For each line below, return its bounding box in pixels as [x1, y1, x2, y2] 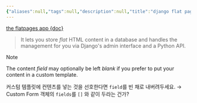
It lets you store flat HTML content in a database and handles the [20, 36, 178, 43]
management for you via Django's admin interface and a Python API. [20, 42, 186, 49]
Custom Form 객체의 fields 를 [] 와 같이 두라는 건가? [6, 90, 130, 97]
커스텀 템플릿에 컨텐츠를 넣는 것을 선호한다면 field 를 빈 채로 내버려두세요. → [6, 83, 182, 90]
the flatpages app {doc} [6, 25, 64, 32]
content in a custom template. [6, 71, 78, 78]
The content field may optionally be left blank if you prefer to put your [6, 65, 175, 72]
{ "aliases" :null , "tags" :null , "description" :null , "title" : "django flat [6, 8, 182, 15]
